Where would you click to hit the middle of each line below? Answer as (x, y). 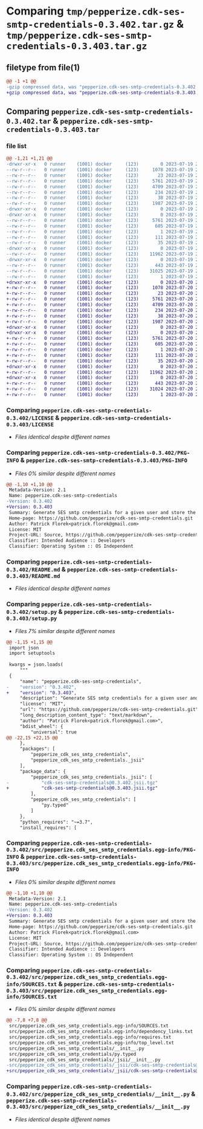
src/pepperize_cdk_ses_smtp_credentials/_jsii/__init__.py (85, 1059)
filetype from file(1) (43, 67)
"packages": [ (37, 749)
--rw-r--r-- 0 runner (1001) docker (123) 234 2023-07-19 (100, 192)
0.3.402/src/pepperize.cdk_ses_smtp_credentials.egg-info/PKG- (101, 850)
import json (24, 648)
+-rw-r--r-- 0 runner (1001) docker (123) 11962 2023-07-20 (100, 372)
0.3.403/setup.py (32, 619)
